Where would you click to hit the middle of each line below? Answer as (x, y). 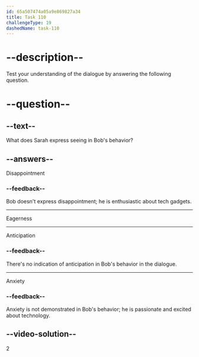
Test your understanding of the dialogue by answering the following (89, 74)
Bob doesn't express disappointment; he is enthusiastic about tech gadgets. (99, 202)
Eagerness (19, 219)
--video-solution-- (41, 334)
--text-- (21, 126)
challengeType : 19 (29, 23)
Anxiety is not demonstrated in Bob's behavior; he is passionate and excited (99, 309)
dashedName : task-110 (33, 28)
